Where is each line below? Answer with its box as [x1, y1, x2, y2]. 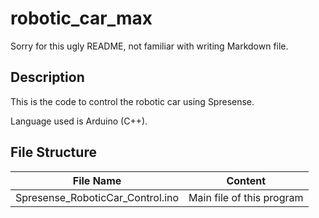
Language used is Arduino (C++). [10, 115, 148, 127]
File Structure [10, 144, 97, 161]
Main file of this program [188, 190, 304, 204]
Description [10, 69, 85, 86]
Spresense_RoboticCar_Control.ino [15, 190, 180, 204]
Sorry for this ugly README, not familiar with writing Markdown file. [10, 40, 289, 52]
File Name [72, 173, 122, 187]
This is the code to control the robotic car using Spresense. [10, 95, 255, 107]
